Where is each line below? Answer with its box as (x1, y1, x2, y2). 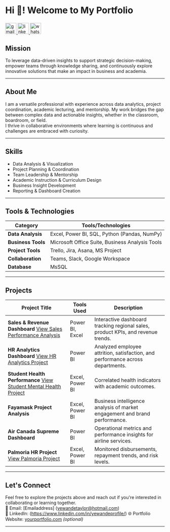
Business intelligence (94, 397, 145, 404)
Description (113, 304, 143, 311)
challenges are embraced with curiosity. (5, 128, 89, 134)
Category (15, 222, 38, 229)
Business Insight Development (12, 182, 76, 188)
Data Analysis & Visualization (12, 160, 73, 167)
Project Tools (8, 247, 40, 254)
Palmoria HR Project (8, 449, 57, 456)
